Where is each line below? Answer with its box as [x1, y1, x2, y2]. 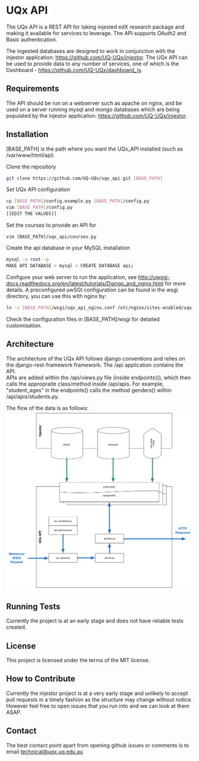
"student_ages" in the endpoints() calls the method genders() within [6, 386, 172, 393]
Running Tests [6, 602, 60, 612]
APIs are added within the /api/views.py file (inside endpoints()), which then [6, 374, 191, 381]
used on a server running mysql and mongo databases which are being [6, 105, 180, 113]
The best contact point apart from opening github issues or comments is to [6, 741, 190, 749]
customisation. [6, 322, 43, 329]
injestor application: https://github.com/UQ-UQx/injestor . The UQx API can [6, 54, 188, 61]
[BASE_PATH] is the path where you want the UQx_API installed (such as [6, 145, 184, 152]
